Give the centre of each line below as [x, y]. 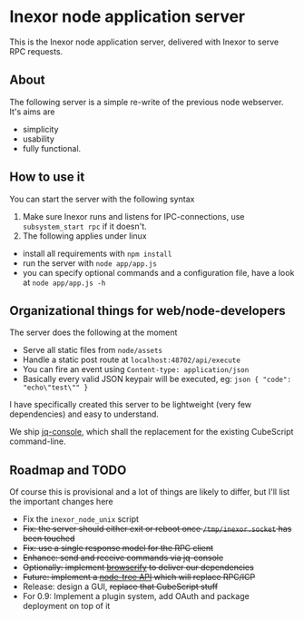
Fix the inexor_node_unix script [80, 519]
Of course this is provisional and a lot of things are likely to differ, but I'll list [150, 492]
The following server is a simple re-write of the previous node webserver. [147, 102]
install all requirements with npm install [97, 253]
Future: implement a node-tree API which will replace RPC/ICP [139, 577]
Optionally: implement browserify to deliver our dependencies [138, 567]
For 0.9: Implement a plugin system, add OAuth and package [136, 596]
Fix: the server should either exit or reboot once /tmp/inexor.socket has [157, 529]
